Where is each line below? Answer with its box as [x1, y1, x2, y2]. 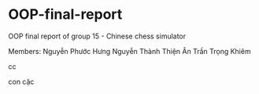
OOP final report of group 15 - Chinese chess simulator [8, 31, 187, 41]
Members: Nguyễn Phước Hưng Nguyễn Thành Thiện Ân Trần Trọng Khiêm [8, 46, 251, 56]
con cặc [8, 77, 35, 86]
